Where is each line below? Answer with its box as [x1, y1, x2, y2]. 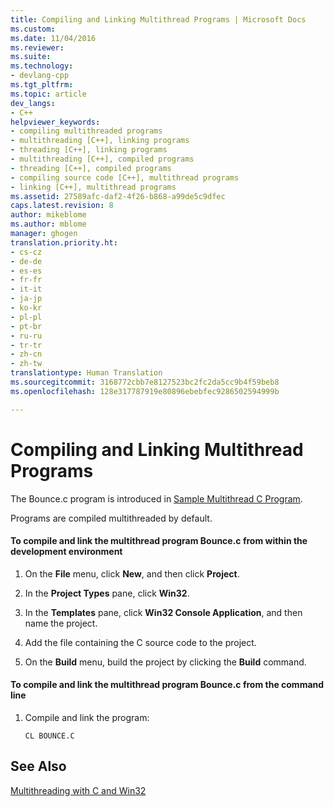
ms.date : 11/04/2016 [10, 33, 97, 43]
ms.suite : [10, 52, 52, 62]
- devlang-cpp [10, 71, 70, 81]
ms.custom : [10, 24, 56, 34]
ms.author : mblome [10, 219, 87, 230]
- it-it [10, 284, 43, 295]
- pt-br [10, 321, 43, 331]
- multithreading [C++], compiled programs [10, 154, 195, 164]
